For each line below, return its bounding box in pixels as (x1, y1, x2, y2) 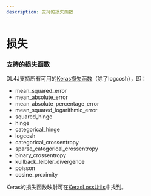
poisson (15, 164, 35, 172)
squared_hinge (15, 113, 53, 120)
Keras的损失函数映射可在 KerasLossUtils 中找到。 (6, 183, 127, 191)
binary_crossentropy (15, 152, 67, 159)
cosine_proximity (15, 171, 58, 178)
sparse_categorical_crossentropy (15, 145, 98, 152)
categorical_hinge (15, 126, 61, 133)
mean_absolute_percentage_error (15, 100, 99, 107)
